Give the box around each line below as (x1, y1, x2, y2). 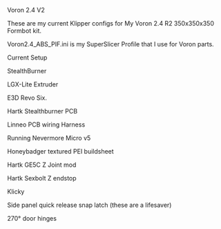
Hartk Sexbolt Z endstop (7, 174, 77, 182)
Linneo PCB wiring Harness (7, 120, 86, 129)
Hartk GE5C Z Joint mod (7, 161, 77, 169)
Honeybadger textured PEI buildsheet (7, 147, 114, 155)
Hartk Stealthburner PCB (7, 107, 78, 115)
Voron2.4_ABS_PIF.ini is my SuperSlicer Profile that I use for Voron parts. (7, 40, 214, 48)
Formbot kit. (7, 27, 42, 35)
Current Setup (7, 53, 48, 62)
